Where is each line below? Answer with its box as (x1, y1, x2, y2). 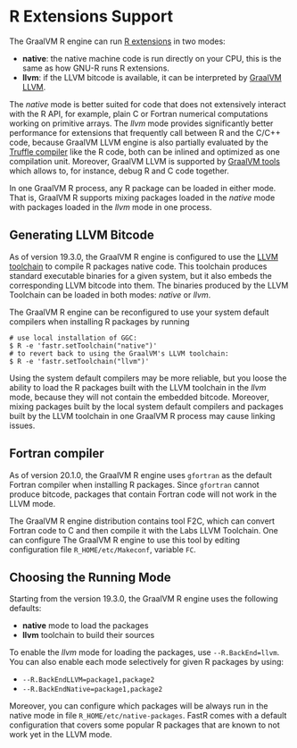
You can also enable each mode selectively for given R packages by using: (9, 657, 284, 668)
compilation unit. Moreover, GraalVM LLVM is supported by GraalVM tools (9, 155, 281, 166)
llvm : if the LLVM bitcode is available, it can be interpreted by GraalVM (21, 71, 283, 82)
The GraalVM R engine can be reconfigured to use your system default (9, 307, 269, 317)
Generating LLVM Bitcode (9, 228, 154, 243)
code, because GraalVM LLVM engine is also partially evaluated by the (9, 137, 269, 147)
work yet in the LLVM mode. (9, 729, 113, 740)
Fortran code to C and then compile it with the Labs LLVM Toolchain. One (9, 525, 278, 535)
